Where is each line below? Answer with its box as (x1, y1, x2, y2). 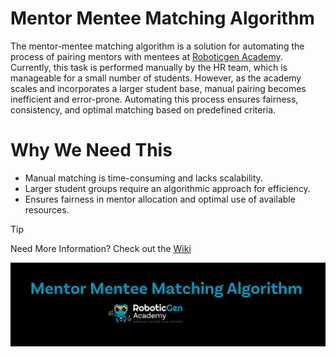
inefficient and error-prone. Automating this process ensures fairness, (10, 93, 299, 105)
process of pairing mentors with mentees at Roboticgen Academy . (10, 50, 283, 62)
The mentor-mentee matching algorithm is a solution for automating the (10, 40, 305, 52)
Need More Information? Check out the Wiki (10, 242, 192, 254)
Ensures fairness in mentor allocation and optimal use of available (24, 193, 296, 205)
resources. (24, 203, 70, 216)
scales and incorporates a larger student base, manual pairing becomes (10, 82, 307, 94)
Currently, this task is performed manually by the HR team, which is (10, 61, 288, 73)
